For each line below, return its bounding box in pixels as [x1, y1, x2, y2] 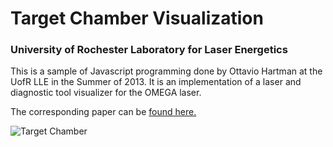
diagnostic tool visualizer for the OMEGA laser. [10, 87, 202, 99]
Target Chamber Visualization [10, 7, 264, 30]
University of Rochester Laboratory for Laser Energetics [10, 43, 288, 57]
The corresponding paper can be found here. [10, 106, 197, 118]
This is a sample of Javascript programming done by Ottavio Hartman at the [10, 65, 323, 77]
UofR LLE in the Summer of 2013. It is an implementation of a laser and [10, 76, 302, 88]
